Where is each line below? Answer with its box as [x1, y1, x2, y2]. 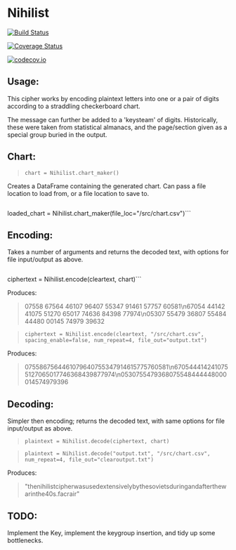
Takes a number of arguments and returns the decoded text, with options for [7, 248, 229, 256]
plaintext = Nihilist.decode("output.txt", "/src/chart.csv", [24, 450, 211, 457]
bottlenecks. [7, 536, 44, 544]
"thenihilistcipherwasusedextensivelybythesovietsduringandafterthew [24, 483, 227, 491]
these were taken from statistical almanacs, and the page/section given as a [7, 123, 228, 131]
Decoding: [7, 398, 54, 410]
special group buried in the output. [7, 130, 107, 138]
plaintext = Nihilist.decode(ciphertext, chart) [24, 438, 170, 445]
